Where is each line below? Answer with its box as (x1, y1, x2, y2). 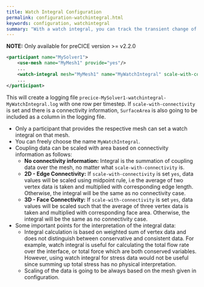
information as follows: (15, 150, 72, 158)
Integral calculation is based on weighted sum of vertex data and (24, 228, 186, 235)
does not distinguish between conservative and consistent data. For (24, 235, 194, 242)
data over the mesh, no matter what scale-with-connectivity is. (24, 164, 185, 171)
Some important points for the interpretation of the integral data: (15, 221, 176, 229)
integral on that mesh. (15, 131, 70, 139)
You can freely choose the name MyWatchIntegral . (15, 137, 141, 145)
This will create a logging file (6, 94, 78, 101)
